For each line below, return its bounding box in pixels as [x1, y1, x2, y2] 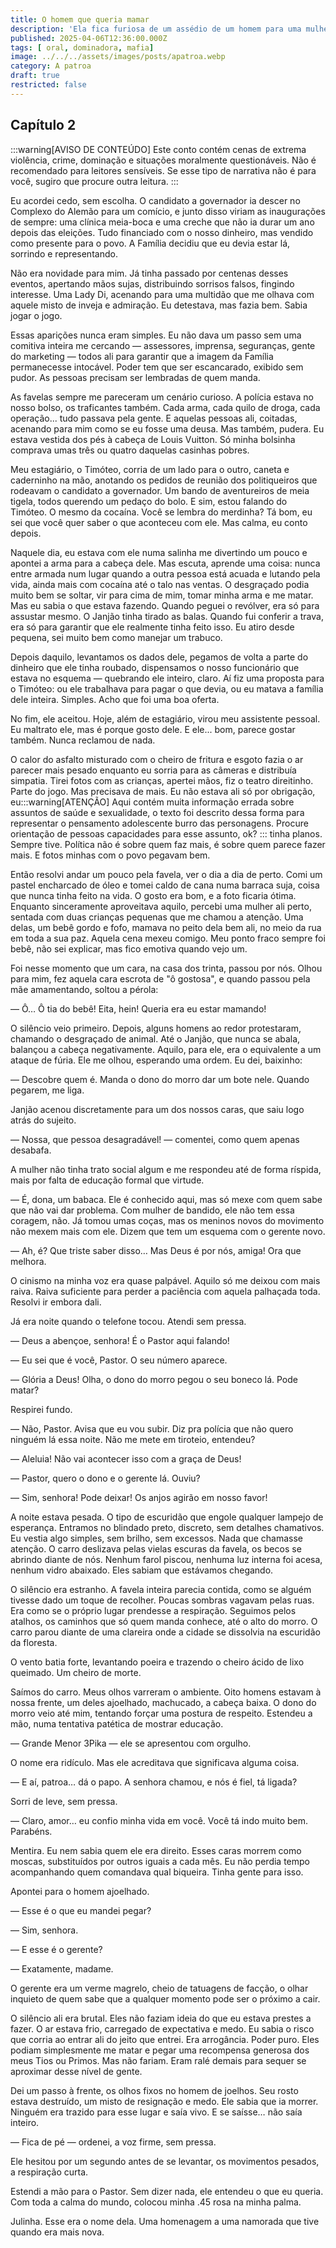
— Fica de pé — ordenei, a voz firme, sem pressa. [10, 2136, 217, 2148]
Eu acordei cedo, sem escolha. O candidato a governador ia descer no [10, 194, 301, 206]
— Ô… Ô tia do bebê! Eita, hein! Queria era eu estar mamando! [10, 1002, 267, 1015]
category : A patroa [10, 61, 92, 71]
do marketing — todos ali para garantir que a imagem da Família [10, 350, 274, 362]
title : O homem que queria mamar [10, 14, 150, 25]
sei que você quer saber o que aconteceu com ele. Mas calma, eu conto [10, 516, 308, 528]
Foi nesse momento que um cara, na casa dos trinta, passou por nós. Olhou [10, 962, 323, 974]
